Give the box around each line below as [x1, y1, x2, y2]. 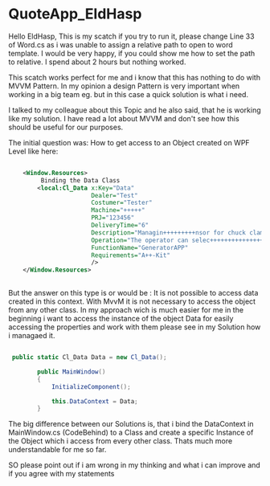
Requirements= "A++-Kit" [91, 251, 171, 259]
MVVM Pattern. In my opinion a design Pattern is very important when [8, 81, 240, 91]
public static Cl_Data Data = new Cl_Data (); [11, 353, 167, 361]
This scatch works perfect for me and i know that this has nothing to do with [8, 72, 261, 82]
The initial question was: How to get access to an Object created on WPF [8, 137, 251, 147]
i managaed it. [8, 331, 55, 341]
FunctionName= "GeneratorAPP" [91, 243, 189, 251]
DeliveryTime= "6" [91, 222, 149, 230]
